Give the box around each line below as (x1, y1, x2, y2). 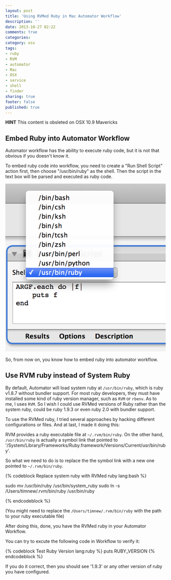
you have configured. (5, 568, 50, 574)
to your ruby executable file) (5, 513, 65, 519)
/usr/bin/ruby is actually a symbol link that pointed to (5, 437, 118, 443)
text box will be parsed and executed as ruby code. (5, 173, 113, 180)
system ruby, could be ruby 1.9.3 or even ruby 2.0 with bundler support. (5, 406, 156, 412)
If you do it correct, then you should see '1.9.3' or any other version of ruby (5, 563, 163, 569)
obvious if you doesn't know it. (5, 153, 70, 159)
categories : (5, 35, 31, 40)
